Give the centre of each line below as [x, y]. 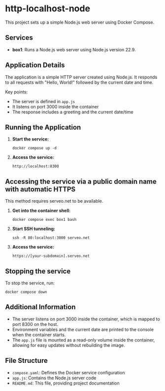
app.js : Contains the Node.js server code [54, 378]
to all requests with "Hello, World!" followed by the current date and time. [79, 82]
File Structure [26, 361]
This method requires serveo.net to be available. [54, 201]
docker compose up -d [34, 148]
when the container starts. [39, 335]
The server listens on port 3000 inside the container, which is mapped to [86, 319]
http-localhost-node [48, 9]
